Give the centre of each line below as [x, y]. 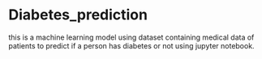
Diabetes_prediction [78, 15]
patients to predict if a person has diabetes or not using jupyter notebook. [131, 45]
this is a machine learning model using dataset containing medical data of [131, 37]
